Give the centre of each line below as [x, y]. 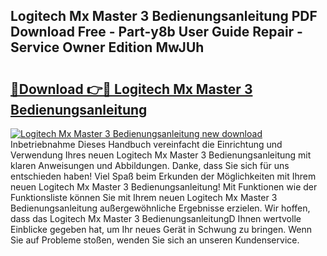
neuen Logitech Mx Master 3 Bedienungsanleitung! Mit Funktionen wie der [164, 187]
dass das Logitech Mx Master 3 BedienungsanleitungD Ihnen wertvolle [156, 218]
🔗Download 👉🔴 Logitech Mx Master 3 [131, 89]
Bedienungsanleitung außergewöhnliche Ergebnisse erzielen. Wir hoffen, [160, 208]
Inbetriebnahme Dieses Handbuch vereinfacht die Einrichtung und [146, 144]
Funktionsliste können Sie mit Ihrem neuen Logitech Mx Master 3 [144, 197]
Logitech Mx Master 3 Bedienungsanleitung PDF [164, 16]
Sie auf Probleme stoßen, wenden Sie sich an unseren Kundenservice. [155, 240]
